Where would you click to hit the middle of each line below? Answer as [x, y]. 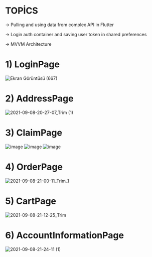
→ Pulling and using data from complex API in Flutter [60, 25]
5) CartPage [31, 201]
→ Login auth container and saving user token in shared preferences [76, 34]
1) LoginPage [33, 65]
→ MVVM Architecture [28, 44]
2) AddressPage [39, 99]
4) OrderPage [34, 167]
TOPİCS [22, 11]
